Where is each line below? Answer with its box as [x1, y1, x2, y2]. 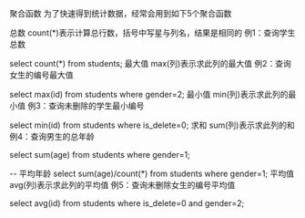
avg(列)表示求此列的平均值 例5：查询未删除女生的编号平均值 [9, 180, 236, 190]
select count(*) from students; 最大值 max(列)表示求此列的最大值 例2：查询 [9, 58, 291, 68]
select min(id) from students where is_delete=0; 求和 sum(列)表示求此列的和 [9, 119, 295, 130]
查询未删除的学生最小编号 [48, 100, 145, 111]
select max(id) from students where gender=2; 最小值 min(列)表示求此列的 [9, 89, 289, 99]
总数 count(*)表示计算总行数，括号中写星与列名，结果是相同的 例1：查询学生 [9, 27, 296, 38]
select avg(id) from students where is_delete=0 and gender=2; [9, 198, 245, 208]
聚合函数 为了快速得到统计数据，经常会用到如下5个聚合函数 [9, 8, 232, 18]
